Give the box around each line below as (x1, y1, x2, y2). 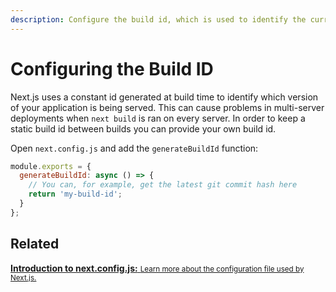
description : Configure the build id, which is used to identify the (10, 14, 307, 25)
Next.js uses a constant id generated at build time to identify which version (10, 91, 319, 103)
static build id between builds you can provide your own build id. (10, 122, 277, 135)
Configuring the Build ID (10, 57, 214, 80)
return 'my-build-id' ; (28, 189, 123, 200)
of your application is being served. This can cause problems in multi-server (10, 101, 325, 113)
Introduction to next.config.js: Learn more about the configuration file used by (10, 262, 305, 274)
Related (10, 236, 60, 253)
